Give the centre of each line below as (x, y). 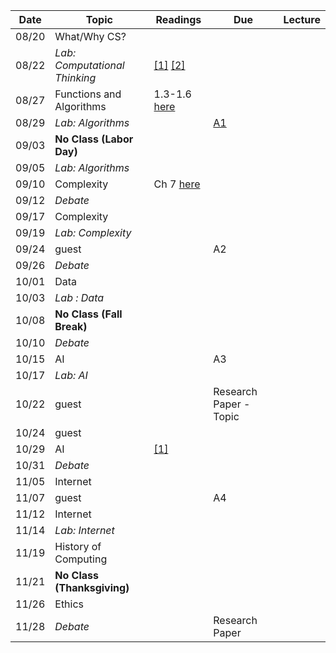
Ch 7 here (177, 184)
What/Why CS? (90, 36)
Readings (178, 19)
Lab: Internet (84, 530)
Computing (81, 559)
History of (78, 546)
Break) (71, 326)
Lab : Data (79, 297)
